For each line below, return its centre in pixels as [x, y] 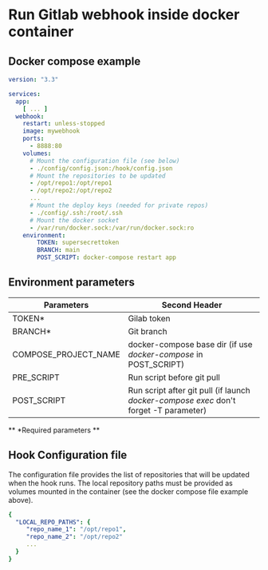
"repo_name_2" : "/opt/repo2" [75, 537]
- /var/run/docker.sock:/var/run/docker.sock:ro [112, 228]
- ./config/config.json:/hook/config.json [101, 168]
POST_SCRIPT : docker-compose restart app [107, 257]
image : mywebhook [51, 131]
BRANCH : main [59, 250]
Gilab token [149, 318]
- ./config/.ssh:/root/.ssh [76, 213]
